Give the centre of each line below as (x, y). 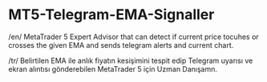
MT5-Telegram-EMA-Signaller (111, 15)
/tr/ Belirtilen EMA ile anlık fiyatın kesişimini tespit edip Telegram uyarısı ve (131, 61)
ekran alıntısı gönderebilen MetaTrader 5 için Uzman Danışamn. (113, 68)
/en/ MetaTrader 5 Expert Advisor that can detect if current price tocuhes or (133, 37)
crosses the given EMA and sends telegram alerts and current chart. (121, 45)
